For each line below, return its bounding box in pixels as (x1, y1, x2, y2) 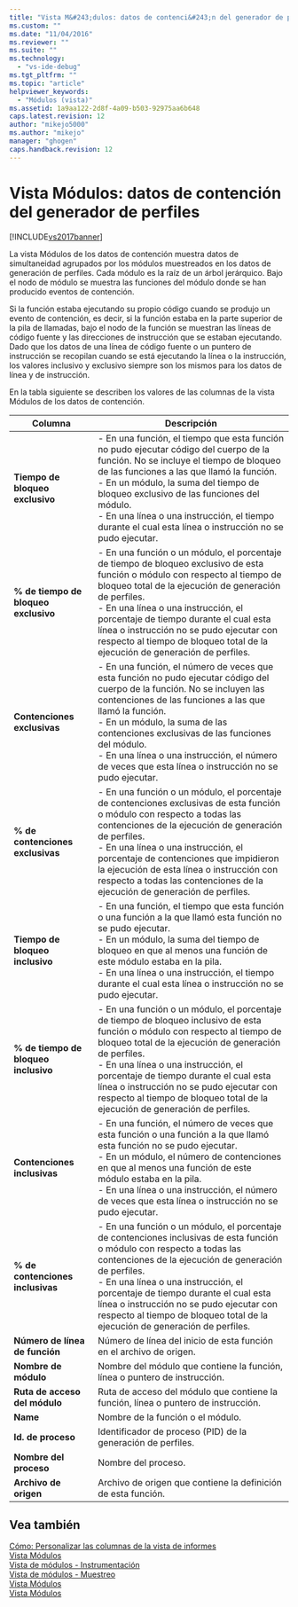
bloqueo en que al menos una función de (97, 944, 269, 956)
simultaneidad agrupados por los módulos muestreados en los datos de (9, 258, 271, 269)
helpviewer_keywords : (9, 87, 90, 96)
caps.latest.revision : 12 (9, 112, 105, 121)
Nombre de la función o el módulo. (97, 1411, 242, 1423)
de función (13, 1345, 60, 1358)
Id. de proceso (13, 1431, 75, 1443)
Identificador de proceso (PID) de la (97, 1425, 247, 1438)
